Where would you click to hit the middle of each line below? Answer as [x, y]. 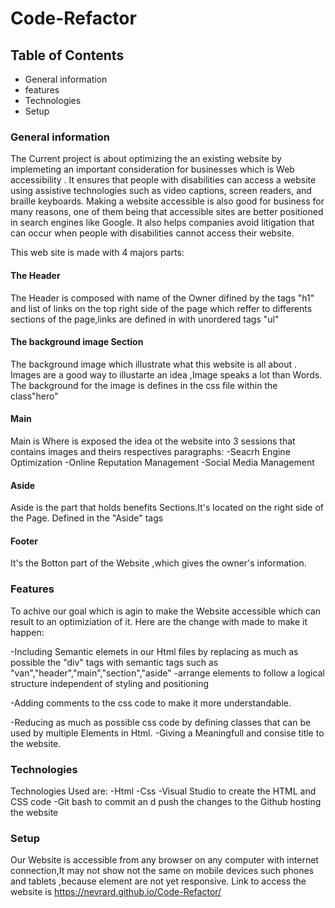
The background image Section [77, 342]
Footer [24, 541]
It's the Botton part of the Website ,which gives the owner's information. [158, 563]
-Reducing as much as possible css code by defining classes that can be [161, 722]
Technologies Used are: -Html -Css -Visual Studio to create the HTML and [163, 791]
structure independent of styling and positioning [109, 683]
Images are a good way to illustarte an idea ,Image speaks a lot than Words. [166, 374]
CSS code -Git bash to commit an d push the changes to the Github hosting [166, 801]
